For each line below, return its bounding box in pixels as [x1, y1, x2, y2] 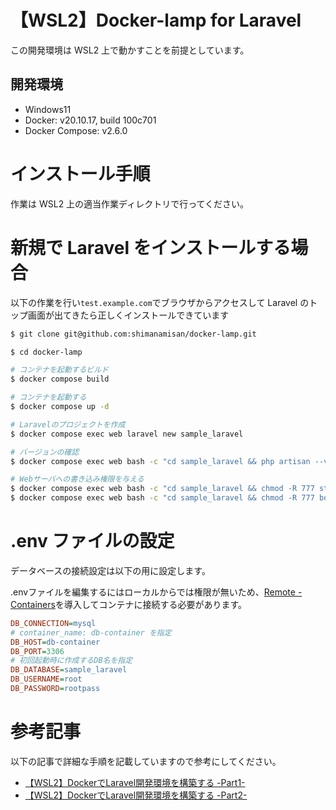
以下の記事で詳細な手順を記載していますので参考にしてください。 [10, 755, 282, 767]
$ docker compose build [10, 374, 110, 385]
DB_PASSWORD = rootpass [10, 684, 101, 694]
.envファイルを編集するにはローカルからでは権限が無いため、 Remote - [10, 586, 303, 598]
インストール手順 [10, 162, 151, 185]
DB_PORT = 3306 [10, 646, 65, 656]
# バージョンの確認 [10, 447, 80, 457]
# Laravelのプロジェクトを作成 [10, 419, 126, 430]
